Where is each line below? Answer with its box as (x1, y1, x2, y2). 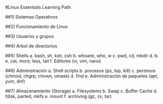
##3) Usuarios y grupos (5, 33, 54, 39)
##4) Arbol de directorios (5, 43, 57, 49)
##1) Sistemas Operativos (5, 14, 58, 19)
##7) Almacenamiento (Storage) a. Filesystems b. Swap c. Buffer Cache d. (5, 88, 158, 94)
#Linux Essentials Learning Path (5, 4, 71, 10)
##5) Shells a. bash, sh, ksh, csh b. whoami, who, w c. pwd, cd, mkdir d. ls (5, 52, 158, 58)
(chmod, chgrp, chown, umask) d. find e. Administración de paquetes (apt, (5, 73, 159, 79)
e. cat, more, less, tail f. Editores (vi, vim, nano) (5, 58, 101, 64)
